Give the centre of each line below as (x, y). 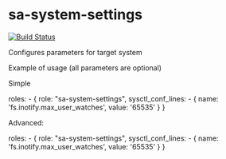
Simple (19, 83)
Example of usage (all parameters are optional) (85, 68)
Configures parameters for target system (75, 52)
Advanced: (26, 122)
